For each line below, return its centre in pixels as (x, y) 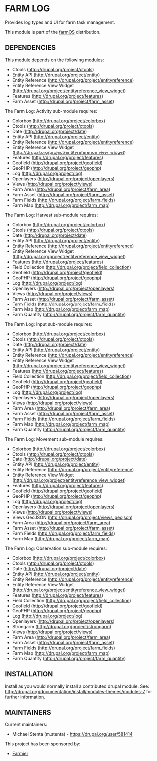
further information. (25, 697)
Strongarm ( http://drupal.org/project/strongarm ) (62, 626)
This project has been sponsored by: (43, 744)
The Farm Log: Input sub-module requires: (49, 324)
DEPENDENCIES (31, 48)
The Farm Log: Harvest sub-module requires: (52, 215)
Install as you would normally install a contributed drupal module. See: (77, 686)
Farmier (20, 754)
